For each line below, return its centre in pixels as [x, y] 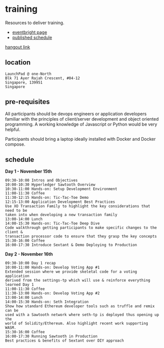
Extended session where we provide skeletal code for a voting [71, 272]
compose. [15, 144]
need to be [16, 211]
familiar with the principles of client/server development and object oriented [82, 119]
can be [12, 311]
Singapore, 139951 [24, 82]
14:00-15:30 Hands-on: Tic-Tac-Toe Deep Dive [52, 223]
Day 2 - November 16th [29, 254]
